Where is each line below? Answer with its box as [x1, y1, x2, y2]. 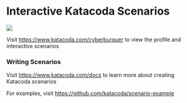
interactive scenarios [6, 42, 59, 49]
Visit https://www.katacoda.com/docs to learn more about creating [6, 71, 175, 79]
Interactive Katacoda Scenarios [6, 4, 170, 18]
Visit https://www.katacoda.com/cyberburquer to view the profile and [6, 35, 182, 43]
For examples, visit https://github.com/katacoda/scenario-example [6, 90, 174, 97]
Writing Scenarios [6, 57, 61, 66]
